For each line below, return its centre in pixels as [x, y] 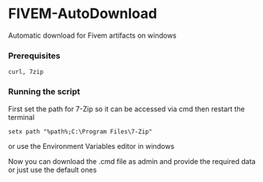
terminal [22, 117]
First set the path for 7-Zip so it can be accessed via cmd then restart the [126, 109]
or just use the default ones [53, 169]
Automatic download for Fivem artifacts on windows [92, 35]
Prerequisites [34, 56]
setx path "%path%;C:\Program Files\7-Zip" [80, 131]
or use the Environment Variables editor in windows [91, 146]
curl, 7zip [26, 72]
